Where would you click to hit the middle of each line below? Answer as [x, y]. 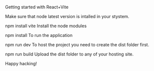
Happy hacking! [21, 63]
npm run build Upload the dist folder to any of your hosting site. [69, 54]
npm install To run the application [39, 35]
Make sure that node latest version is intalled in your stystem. [67, 16]
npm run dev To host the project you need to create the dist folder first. [77, 45]
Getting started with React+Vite [37, 7]
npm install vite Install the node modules [46, 26]
